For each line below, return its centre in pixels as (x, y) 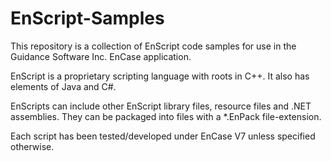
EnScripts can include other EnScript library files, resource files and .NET (161, 106)
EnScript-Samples (87, 18)
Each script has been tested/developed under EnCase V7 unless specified (163, 136)
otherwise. (32, 146)
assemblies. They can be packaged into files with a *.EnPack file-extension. (166, 116)
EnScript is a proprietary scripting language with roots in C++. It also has (160, 76)
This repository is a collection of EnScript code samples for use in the (153, 46)
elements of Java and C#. (63, 86)
